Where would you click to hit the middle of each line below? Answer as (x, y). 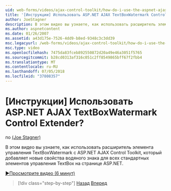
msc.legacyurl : (21, 43)
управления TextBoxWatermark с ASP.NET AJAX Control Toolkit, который (83, 152)
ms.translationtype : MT (31, 62)
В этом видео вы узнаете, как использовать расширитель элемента (79, 147)
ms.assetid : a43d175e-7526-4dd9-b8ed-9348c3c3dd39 (60, 39)
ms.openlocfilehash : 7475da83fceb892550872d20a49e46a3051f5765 (74, 52)
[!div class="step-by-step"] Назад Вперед (62, 183)
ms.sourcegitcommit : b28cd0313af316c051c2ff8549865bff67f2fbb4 (74, 57)
